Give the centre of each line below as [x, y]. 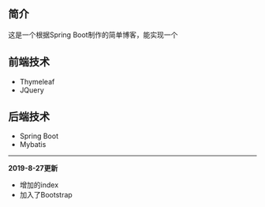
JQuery [32, 90]
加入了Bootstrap [46, 195]
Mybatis [33, 145]
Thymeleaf [37, 81]
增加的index [39, 185]
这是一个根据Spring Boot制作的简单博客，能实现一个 [93, 35]
